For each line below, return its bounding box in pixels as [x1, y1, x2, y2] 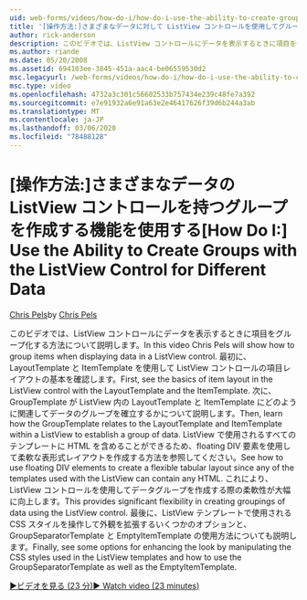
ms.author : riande [9, 47, 79, 57]
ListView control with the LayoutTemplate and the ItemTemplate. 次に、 [9, 384, 277, 395]
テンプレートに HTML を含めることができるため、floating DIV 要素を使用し [9, 440, 291, 451]
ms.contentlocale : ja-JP [9, 115, 104, 124]
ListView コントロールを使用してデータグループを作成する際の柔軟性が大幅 [9, 484, 291, 495]
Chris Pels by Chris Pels [9, 309, 98, 320]
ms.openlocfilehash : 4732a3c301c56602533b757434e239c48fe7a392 [9, 89, 256, 99]
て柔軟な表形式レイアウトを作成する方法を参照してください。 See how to [9, 451, 284, 462]
